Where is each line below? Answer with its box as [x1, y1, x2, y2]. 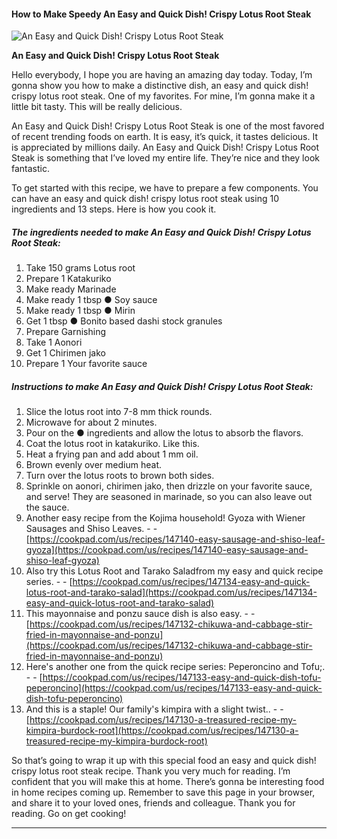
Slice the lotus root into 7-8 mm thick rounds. [25, 406, 213, 418]
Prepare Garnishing [25, 326, 107, 338]
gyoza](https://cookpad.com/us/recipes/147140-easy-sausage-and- [25, 544, 309, 556]
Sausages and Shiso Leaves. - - [25, 523, 158, 535]
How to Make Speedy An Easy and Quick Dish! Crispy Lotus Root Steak [11, 8, 312, 20]
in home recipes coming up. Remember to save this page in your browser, [11, 786, 316, 799]
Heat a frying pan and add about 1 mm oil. [25, 448, 199, 460]
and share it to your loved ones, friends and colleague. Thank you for [11, 797, 296, 809]
